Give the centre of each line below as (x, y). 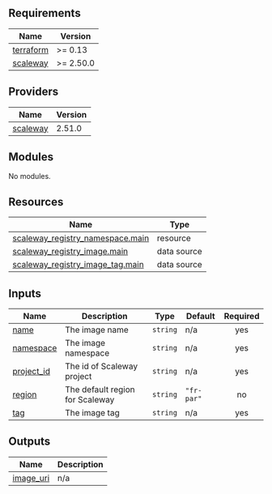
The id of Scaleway (101, 366)
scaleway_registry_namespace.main (81, 238)
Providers (34, 92)
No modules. (30, 177)
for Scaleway (89, 400)
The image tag (92, 413)
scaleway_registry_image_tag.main (78, 265)
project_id (32, 372)
